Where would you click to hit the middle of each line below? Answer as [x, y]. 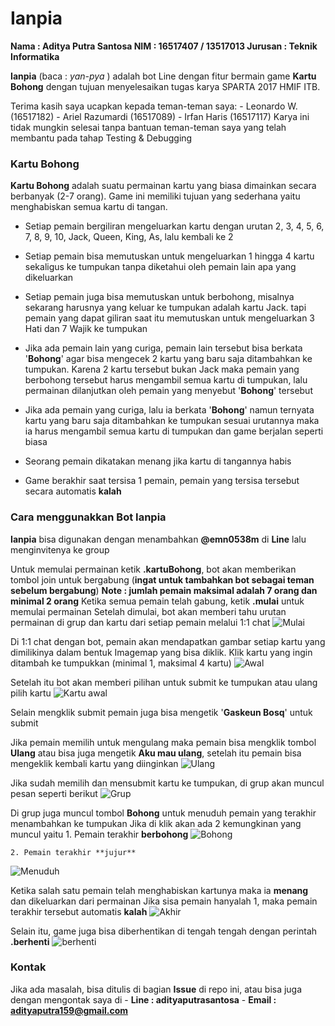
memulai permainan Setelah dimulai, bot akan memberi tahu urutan [148, 611]
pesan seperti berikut [54, 793]
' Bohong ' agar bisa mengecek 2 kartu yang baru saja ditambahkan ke [168, 359]
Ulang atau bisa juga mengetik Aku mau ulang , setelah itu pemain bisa [156, 753]
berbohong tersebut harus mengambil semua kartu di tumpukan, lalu [166, 380]
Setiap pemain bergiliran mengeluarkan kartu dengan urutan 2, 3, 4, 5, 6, [174, 226]
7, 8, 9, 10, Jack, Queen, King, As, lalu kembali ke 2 [129, 237]
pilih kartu [31, 693]
